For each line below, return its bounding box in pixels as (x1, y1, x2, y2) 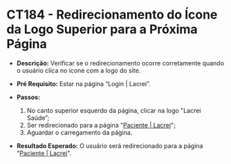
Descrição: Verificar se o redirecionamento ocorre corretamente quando (16, 59, 225, 67)
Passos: (16, 93, 41, 101)
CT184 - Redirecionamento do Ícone (6, 7, 218, 23)
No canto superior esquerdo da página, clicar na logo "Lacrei (26, 106, 201, 114)
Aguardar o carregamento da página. (26, 128, 133, 136)
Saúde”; (26, 114, 50, 122)
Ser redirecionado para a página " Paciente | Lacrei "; (26, 121, 176, 129)
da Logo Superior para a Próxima (6, 21, 198, 37)
